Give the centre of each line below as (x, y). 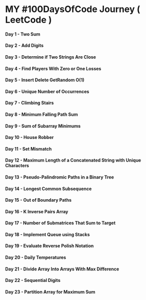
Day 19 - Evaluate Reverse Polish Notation (49, 246)
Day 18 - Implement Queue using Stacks (47, 234)
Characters (17, 166)
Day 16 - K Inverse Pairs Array (37, 211)
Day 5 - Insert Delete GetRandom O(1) (45, 80)
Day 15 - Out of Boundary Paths (38, 200)
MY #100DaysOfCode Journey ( (73, 9)
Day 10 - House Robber (29, 137)
